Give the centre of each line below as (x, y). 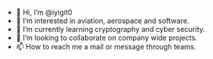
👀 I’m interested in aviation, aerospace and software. (102, 21)
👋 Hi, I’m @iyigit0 (44, 12)
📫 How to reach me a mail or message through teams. (106, 47)
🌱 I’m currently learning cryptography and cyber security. (111, 29)
